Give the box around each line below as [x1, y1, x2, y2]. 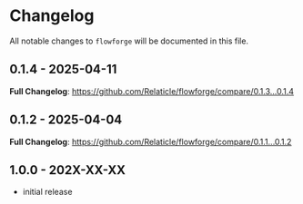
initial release [22, 187, 73, 198]
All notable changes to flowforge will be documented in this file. [9, 35, 248, 46]
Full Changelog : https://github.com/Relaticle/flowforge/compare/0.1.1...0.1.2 [9, 136, 292, 147]
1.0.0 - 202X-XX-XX [9, 162, 126, 178]
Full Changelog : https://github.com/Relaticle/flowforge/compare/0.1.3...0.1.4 [9, 85, 294, 96]
